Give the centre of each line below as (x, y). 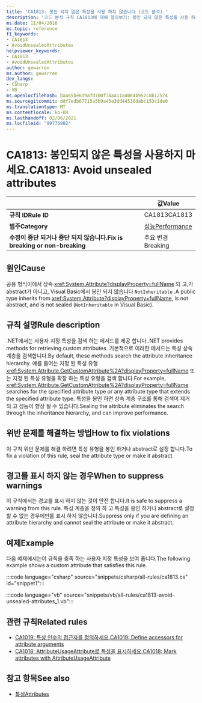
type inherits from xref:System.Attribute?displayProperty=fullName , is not (97, 298)
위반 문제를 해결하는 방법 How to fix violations (88, 433)
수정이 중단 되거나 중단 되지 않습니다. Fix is (66, 238)
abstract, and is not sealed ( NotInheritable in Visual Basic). (80, 305)
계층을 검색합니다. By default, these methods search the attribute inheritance (99, 356)
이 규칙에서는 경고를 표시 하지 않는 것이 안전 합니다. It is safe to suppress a (94, 501)
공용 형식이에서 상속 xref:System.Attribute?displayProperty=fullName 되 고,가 (100, 284)
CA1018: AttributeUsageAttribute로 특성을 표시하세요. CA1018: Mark (96, 651)
